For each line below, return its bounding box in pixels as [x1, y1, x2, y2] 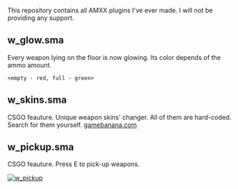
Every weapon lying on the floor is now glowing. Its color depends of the [7, 53, 222, 61]
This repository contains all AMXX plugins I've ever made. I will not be [7, 6, 213, 14]
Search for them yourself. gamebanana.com [7, 121, 137, 129]
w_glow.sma [7, 34, 64, 46]
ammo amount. [7, 61, 52, 69]
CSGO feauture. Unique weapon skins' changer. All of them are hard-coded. [7, 113, 232, 121]
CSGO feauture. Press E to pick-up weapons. [7, 160, 140, 168]
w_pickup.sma [7, 141, 74, 153]
